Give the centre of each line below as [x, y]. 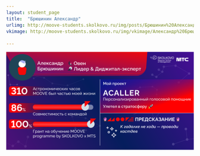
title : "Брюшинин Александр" [44, 19]
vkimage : [17, 31]
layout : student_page [33, 12]
